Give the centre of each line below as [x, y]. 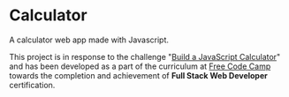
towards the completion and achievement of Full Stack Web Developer [138, 75]
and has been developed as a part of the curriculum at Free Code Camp [140, 66]
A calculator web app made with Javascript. [89, 40]
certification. [32, 85]
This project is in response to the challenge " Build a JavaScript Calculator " [145, 56]
